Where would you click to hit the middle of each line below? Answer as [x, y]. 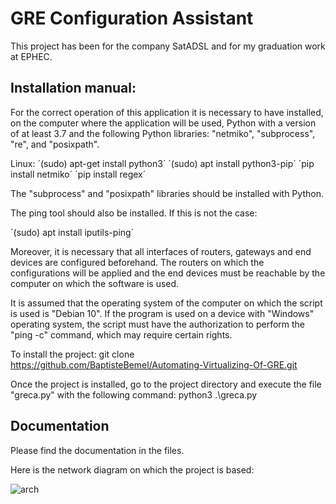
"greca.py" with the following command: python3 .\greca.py [134, 394]
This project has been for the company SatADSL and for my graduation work [168, 46]
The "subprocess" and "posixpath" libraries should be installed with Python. [167, 193]
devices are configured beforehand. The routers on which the [137, 262]
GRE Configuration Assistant [132, 18]
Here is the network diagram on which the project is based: [132, 469]
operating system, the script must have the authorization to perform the [158, 324]
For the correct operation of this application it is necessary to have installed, [167, 112]
